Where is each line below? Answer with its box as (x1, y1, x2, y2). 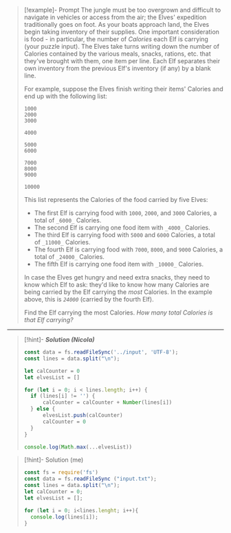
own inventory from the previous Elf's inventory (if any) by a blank (23, 65, 212, 72)
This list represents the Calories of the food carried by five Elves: (23, 196, 208, 203)
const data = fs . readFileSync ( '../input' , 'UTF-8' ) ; (23, 349, 179, 356)
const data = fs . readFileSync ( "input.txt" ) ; (23, 475, 157, 483)
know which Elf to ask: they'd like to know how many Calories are (23, 281, 210, 288)
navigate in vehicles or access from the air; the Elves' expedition (23, 13, 207, 21)
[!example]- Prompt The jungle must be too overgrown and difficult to (23, 6, 221, 14)
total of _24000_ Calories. (34, 253, 105, 260)
